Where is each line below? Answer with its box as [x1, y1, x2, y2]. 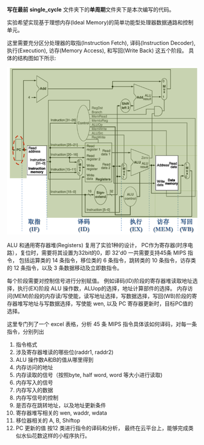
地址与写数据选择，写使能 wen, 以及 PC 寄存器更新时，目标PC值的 [27, 300, 193, 307]
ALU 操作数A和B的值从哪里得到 [15, 356, 94, 363]
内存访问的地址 [15, 364, 53, 371]
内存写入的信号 [15, 379, 53, 386]
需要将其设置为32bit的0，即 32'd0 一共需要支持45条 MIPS [41, 249, 186, 256]
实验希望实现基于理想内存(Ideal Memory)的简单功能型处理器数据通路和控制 [7, 19, 194, 26]
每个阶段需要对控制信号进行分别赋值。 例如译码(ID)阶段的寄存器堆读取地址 [7, 277, 193, 284]
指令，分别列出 [7, 328, 44, 335]
